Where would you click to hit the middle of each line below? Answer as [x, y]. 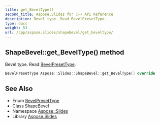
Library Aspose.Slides [34, 116]
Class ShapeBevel [31, 106]
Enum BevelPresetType [36, 100]
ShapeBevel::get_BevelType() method [65, 52]
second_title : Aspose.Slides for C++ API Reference [59, 14]
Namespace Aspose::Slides [40, 111]
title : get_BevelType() [30, 10]
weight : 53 [16, 28]
